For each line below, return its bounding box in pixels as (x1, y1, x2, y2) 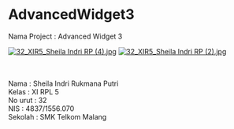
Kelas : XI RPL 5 (8, 87, 59, 96)
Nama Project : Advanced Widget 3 (8, 31, 123, 41)
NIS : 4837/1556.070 (8, 104, 75, 113)
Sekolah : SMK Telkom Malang (8, 112, 107, 121)
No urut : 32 (8, 95, 47, 105)
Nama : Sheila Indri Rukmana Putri (8, 79, 119, 88)
